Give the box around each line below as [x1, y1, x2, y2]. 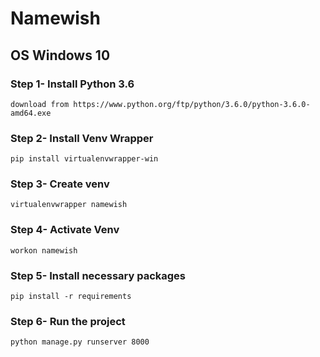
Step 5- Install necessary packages [10, 268, 187, 282]
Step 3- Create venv [10, 177, 110, 191]
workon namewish [10, 245, 78, 256]
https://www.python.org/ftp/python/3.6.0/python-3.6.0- [73, 99, 311, 109]
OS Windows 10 [10, 47, 111, 64]
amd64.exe [10, 108, 52, 118]
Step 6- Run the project [10, 314, 126, 328]
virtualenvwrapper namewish [10, 200, 128, 210]
